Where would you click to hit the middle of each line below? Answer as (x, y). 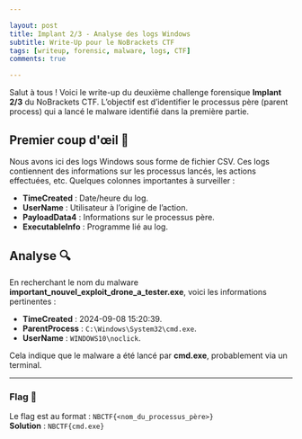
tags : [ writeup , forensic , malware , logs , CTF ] (100, 50)
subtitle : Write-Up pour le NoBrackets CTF (92, 42)
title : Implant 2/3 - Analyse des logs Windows (100, 34)
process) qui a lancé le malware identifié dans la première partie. (129, 112)
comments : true (38, 59)
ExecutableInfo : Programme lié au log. (95, 227)
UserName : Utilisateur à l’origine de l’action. (105, 207)
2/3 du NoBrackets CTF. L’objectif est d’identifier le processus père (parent (149, 102)
